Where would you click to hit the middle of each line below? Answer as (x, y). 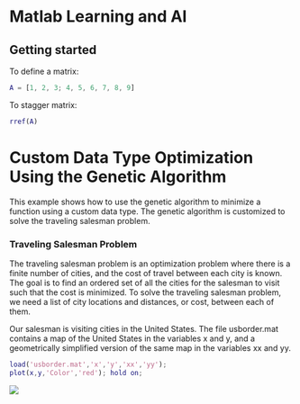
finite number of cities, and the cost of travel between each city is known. (146, 273)
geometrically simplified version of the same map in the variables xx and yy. (150, 347)
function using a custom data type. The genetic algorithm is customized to (147, 211)
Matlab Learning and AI (98, 17)
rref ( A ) (24, 121)
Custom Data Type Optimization (132, 157)
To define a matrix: (44, 71)
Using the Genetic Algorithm (118, 176)
